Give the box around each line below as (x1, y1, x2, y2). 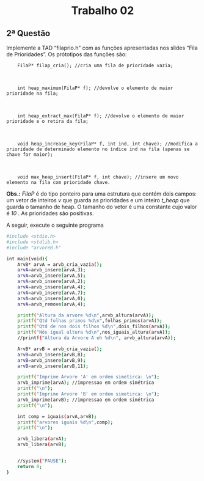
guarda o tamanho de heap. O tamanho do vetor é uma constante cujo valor (6, 203, 197, 210)
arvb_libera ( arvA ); (17, 436, 67, 442)
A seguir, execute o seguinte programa (6, 221, 104, 229)
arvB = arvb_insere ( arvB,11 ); (17, 363, 89, 369)
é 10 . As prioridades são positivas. (6, 210, 94, 217)
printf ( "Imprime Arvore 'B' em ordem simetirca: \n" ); (17, 391, 160, 397)
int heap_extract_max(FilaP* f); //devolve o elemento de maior (17, 113, 184, 119)
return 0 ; (17, 463, 43, 469)
